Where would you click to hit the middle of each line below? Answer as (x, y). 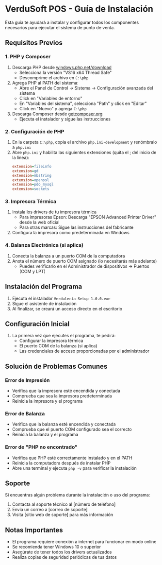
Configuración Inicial (37, 324)
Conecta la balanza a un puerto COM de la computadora (68, 256)
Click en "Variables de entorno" (51, 98)
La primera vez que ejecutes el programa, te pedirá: (64, 336)
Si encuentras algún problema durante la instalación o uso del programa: (78, 495)
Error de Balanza (25, 414)
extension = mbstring (32, 175)
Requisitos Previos (34, 43)
